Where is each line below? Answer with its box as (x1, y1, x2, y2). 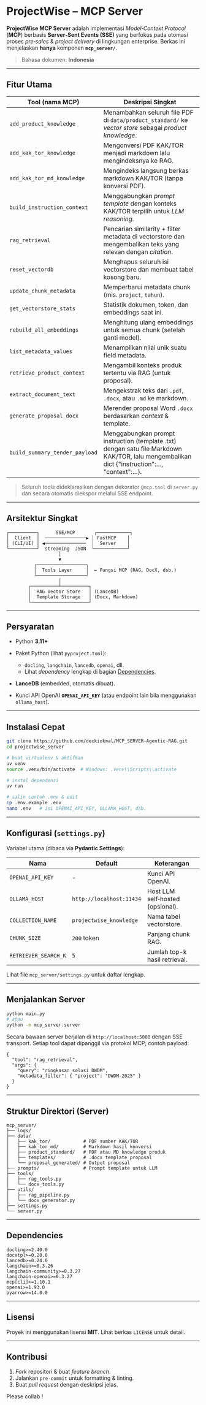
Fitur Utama (6, 80, 53, 90)
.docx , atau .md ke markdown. (103, 394, 189, 402)
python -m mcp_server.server (6, 1022, 81, 1028)
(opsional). (147, 902, 178, 911)
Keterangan (154, 859, 189, 867)
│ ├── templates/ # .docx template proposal (6, 1154, 152, 1160)
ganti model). (103, 333, 142, 341)
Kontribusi (6, 1352, 48, 1362)
